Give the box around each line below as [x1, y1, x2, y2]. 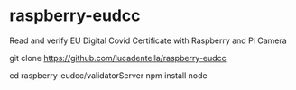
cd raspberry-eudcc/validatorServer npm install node [9, 69, 208, 81]
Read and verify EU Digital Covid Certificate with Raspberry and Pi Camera [9, 35, 287, 46]
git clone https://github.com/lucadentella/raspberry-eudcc [9, 52, 227, 63]
